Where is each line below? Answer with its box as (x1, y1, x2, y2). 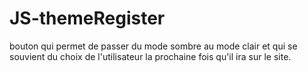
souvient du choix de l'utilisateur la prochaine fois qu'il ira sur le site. (9, 50, 292, 62)
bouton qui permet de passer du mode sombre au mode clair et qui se (9, 40, 298, 52)
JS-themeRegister (9, 7, 166, 30)
